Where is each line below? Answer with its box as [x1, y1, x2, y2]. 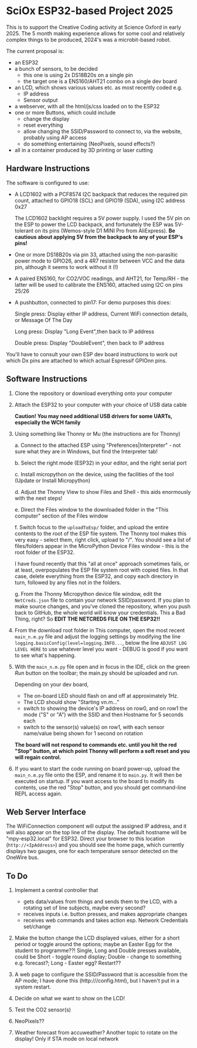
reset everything [23, 121, 63, 128]
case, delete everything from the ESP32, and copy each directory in [14, 572, 179, 579]
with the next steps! [14, 495, 63, 502]
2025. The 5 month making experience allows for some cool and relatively [6, 29, 185, 37]
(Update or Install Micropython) [14, 477, 91, 484]
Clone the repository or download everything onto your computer [14, 390, 173, 397]
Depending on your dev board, [14, 681, 89, 688]
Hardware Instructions [6, 164, 90, 174]
